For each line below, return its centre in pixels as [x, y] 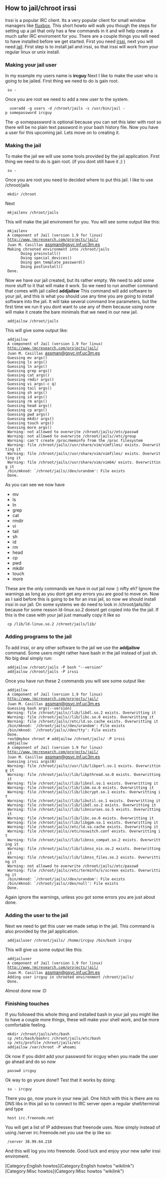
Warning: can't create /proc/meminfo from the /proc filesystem [75, 441]
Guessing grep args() [29, 371]
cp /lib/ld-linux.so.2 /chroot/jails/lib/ [52, 624]
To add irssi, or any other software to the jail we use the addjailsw [73, 647]
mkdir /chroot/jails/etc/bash [38, 1034]
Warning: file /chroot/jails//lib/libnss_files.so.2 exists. [72, 857]
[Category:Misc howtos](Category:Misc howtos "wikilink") [65, 1171]
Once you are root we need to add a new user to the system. [67, 100]
